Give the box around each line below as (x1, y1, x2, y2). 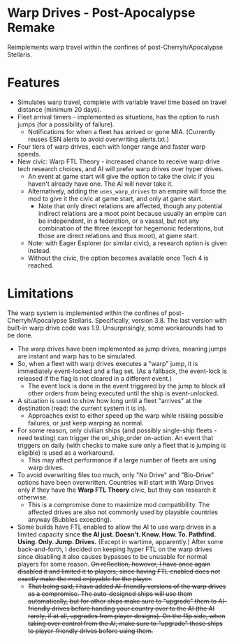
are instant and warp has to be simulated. (17, 351, 137, 360)
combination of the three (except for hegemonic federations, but (38, 224, 224, 232)
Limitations (7, 286, 74, 302)
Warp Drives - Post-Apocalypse (7, 5, 196, 21)
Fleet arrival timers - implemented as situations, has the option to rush (17, 112, 220, 121)
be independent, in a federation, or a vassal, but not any (38, 217, 200, 225)
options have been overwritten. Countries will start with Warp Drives (17, 478, 214, 486)
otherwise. (17, 493, 49, 501)
